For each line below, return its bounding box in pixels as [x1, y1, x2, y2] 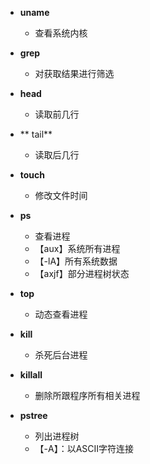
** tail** [19, 128, 53, 140]
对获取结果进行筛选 [34, 68, 115, 79]
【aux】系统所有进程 [34, 243, 121, 254]
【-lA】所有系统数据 [34, 255, 118, 267]
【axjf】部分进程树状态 [34, 268, 130, 279]
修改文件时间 [34, 190, 88, 201]
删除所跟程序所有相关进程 [34, 390, 141, 401]
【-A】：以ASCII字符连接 [34, 443, 135, 454]
